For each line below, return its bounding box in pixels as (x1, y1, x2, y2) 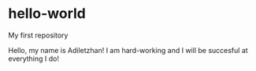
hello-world (8, 5, 87, 23)
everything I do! (8, 54, 59, 63)
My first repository (8, 30, 69, 40)
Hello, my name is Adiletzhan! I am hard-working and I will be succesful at (8, 45, 248, 55)
